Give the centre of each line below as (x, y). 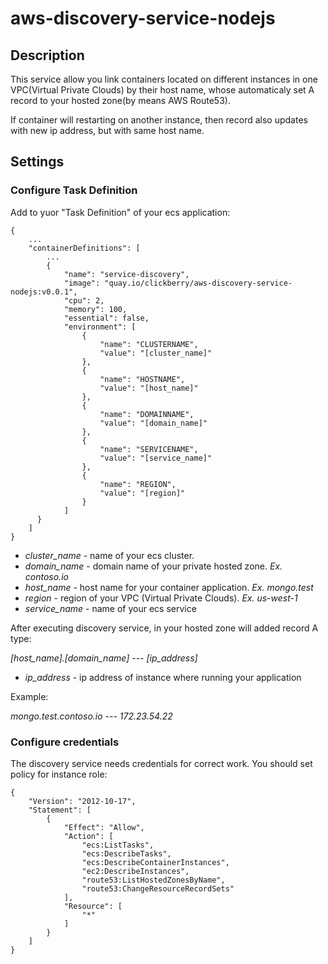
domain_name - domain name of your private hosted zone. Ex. (153, 566)
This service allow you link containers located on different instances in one (164, 79)
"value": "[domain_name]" (153, 423)
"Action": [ (88, 836)
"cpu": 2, (84, 300)
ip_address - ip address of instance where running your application (163, 677)
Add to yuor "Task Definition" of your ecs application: (120, 212)
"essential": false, (106, 318)
